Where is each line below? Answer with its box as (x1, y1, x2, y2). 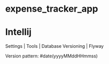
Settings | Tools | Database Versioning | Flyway (5, 43, 104, 49)
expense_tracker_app (5, 3, 98, 15)
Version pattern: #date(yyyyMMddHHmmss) (5, 53, 98, 59)
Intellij (5, 26, 32, 38)
